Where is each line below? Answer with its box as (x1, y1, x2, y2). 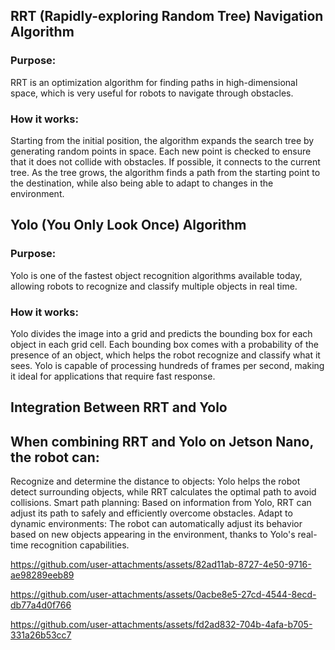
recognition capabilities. (30, 539, 130, 551)
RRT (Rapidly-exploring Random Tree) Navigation (10, 8, 324, 25)
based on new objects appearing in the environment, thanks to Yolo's (10, 529, 296, 541)
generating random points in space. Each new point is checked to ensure (10, 145, 312, 157)
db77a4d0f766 (10, 599, 72, 611)
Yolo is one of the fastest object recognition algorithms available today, (10, 269, 303, 281)
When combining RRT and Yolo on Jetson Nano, (10, 433, 314, 450)
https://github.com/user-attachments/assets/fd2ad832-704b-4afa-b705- (10, 619, 313, 631)
